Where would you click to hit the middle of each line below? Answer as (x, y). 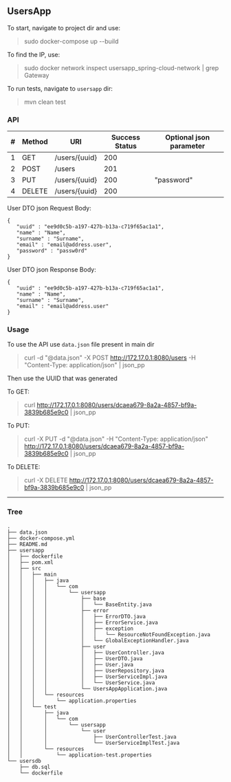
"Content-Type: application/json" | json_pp (84, 365)
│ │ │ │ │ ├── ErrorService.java (82, 622)
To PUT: (19, 426)
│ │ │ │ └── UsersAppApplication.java (87, 688)
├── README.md (27, 544)
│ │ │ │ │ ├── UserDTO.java (75, 659)
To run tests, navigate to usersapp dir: (60, 88)
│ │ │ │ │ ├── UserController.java (86, 653)
